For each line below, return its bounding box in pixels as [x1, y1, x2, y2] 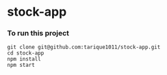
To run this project [7, 29, 70, 38]
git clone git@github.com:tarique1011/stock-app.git [7, 44, 161, 51]
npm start [7, 62, 36, 69]
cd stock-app [7, 50, 44, 57]
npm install [7, 56, 41, 63]
